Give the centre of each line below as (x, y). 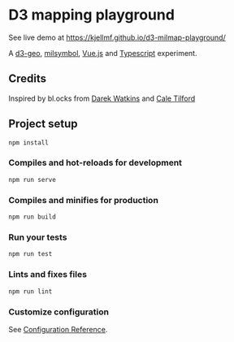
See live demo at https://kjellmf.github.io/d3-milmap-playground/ (117, 37)
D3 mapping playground (91, 15)
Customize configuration (59, 312)
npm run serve (32, 180)
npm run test (30, 254)
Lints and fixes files (48, 275)
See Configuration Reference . (58, 330)
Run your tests (38, 237)
